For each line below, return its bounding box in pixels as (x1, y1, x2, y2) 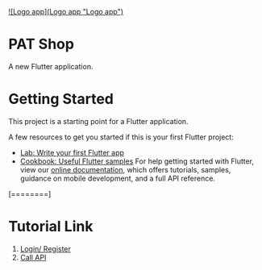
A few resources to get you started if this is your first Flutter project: (8, 132, 234, 142)
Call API (19, 252, 47, 262)
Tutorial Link (8, 218, 94, 236)
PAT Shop (8, 35, 75, 53)
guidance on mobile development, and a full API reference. (19, 173, 216, 183)
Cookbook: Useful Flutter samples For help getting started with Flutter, (19, 156, 255, 166)
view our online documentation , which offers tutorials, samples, (19, 164, 231, 174)
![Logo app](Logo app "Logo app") (8, 7, 123, 16)
